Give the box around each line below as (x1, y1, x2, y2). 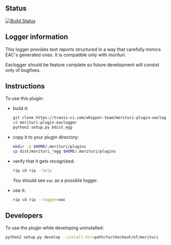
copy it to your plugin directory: (12, 134, 79, 140)
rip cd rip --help (12, 168, 52, 173)
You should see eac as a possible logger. (12, 177, 98, 183)
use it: (12, 187, 26, 193)
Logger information (5, 33, 68, 42)
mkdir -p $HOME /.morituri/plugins (12, 144, 86, 149)
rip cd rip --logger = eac (12, 197, 66, 202)
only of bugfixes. (5, 67, 41, 73)
